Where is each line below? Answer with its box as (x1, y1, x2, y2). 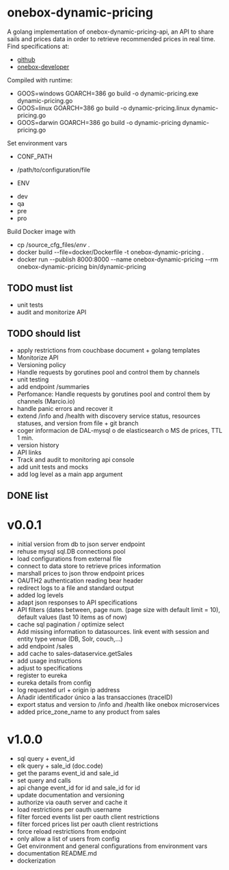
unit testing (16, 375, 49, 384)
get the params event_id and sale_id (16, 768, 119, 777)
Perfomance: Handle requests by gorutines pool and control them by (16, 390, 211, 398)
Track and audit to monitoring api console (16, 455, 135, 464)
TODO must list (7, 283, 73, 294)
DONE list (7, 489, 49, 502)
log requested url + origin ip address (16, 685, 120, 694)
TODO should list (7, 328, 81, 340)
